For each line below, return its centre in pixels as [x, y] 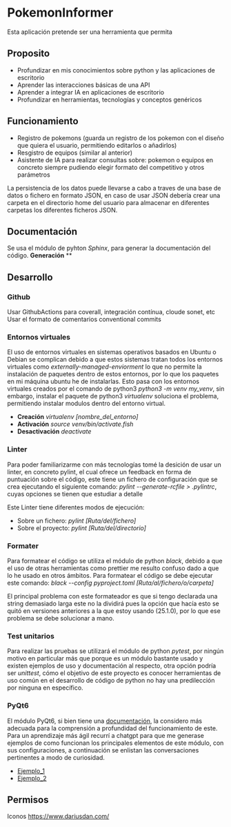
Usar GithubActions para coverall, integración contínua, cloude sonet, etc [111, 312]
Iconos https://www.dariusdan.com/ [58, 817]
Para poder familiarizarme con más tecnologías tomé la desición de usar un [114, 465]
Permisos [28, 800]
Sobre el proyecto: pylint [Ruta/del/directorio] [82, 528]
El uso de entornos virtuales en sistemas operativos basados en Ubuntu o [112, 352]
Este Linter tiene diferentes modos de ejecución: [76, 507]
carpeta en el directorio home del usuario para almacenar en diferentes [108, 202]
